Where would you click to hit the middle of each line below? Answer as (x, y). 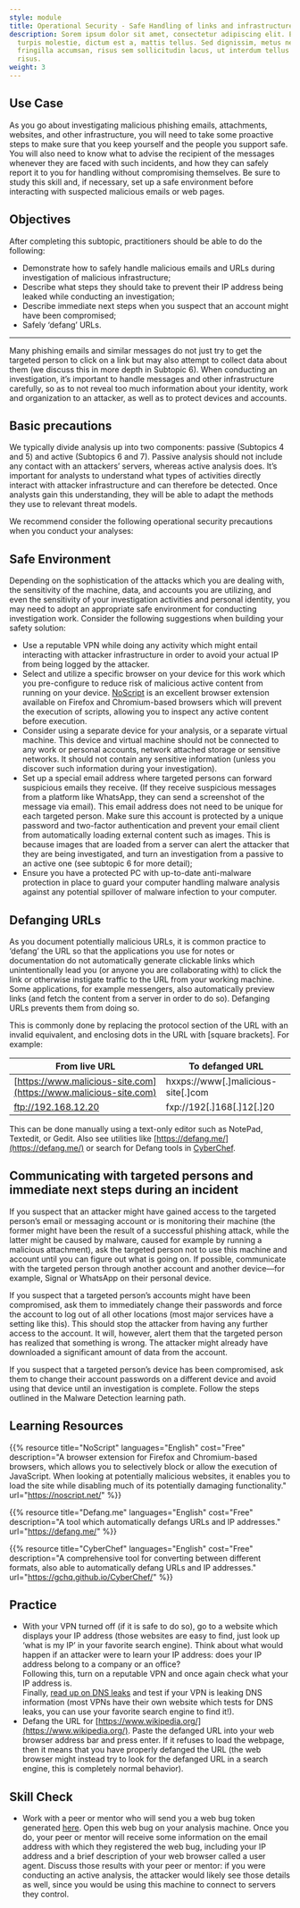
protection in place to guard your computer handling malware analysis (151, 883)
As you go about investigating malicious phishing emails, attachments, (138, 125)
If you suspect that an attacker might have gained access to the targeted (143, 1212)
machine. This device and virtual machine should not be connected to (150, 740)
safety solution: (37, 628)
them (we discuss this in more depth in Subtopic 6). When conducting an (143, 369)
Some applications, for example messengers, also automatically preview (142, 988)
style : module (36, 17)
